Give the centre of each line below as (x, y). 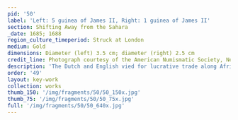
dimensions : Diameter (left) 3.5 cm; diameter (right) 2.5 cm (101, 54)
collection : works (34, 86)
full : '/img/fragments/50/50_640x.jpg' (66, 106)
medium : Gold (27, 47)
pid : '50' (22, 14)
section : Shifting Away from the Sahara (68, 27)
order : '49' (25, 73)
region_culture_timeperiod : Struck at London (75, 40)
